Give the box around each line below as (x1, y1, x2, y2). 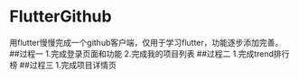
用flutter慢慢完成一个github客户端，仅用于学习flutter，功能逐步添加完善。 (9, 37, 284, 48)
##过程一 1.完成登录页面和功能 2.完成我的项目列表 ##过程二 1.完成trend (9, 48, 274, 59)
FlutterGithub (9, 6, 112, 27)
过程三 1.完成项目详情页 (29, 59, 117, 70)
